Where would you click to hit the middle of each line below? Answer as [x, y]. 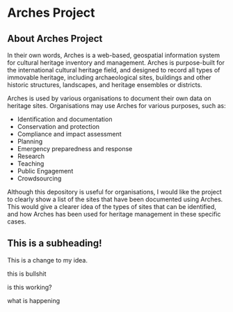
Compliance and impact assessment [69, 134]
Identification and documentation [65, 119]
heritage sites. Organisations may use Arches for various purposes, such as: [116, 106]
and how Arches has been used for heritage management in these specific [114, 214]
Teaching [31, 164]
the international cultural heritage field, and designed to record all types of [114, 70]
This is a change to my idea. [48, 260]
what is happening [34, 300]
